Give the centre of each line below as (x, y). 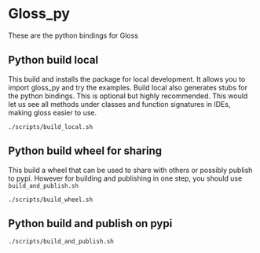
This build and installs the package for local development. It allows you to (127, 79)
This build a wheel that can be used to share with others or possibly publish (130, 170)
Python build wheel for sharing (85, 151)
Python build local (53, 60)
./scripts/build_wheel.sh (50, 200)
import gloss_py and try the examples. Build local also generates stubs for (128, 87)
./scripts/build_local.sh (50, 126)
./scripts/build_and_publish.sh (61, 242)
